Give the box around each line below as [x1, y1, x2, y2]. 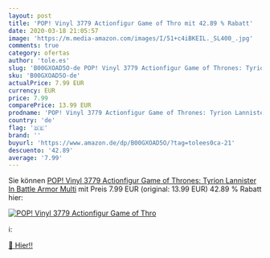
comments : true [8, 42, 59, 50]
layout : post [8, 11, 52, 20]
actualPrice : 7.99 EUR [8, 79, 84, 87]
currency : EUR [8, 86, 56, 95]
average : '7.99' [8, 154, 63, 162]
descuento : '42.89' [8, 146, 74, 154]
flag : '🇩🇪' [8, 124, 48, 132]
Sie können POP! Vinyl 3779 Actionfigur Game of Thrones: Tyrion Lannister [8, 176, 257, 186]
